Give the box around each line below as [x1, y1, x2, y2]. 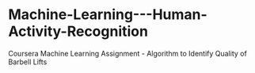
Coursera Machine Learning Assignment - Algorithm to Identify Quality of [8, 48, 247, 58]
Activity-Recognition [8, 22, 149, 40]
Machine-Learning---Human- [8, 6, 207, 24]
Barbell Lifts [8, 57, 48, 67]
